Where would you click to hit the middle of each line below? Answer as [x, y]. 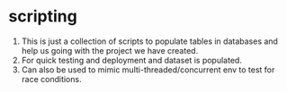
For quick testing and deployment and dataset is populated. [131, 60]
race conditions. [51, 79]
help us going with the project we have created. [110, 50]
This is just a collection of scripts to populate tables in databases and [149, 41]
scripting [43, 17]
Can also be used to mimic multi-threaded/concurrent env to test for [148, 70]
